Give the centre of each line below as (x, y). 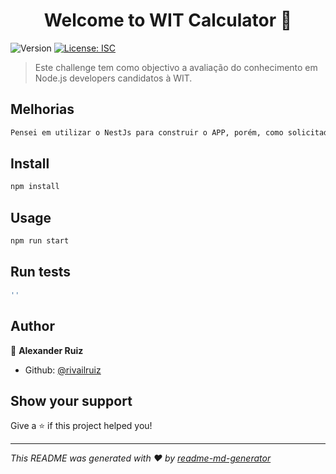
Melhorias (42, 109)
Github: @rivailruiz (63, 370)
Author (32, 326)
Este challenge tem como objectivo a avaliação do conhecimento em (176, 67)
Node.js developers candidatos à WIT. (113, 78)
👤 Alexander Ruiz (47, 350)
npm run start (40, 241)
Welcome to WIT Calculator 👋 (168, 20)
